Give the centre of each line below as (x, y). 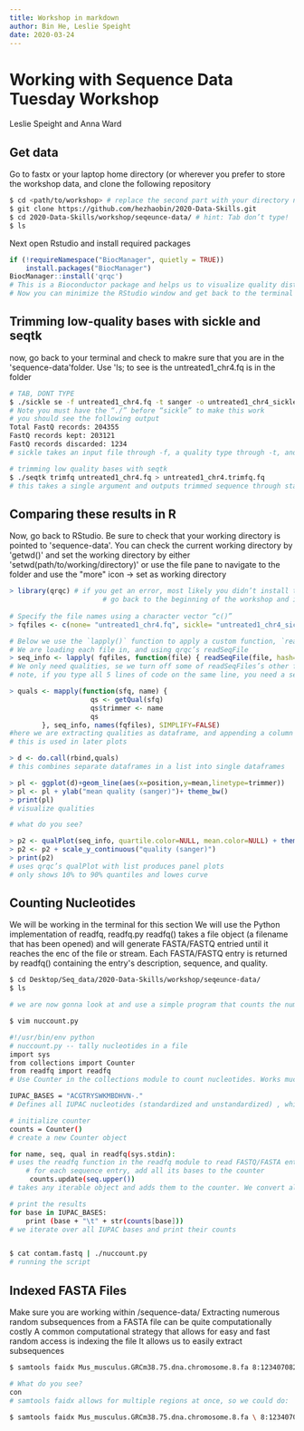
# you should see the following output (85, 419)
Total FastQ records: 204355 (64, 427)
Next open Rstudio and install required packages (100, 243)
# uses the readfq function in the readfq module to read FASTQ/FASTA (145, 1163)
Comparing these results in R (93, 514)
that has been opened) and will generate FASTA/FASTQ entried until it (139, 944)
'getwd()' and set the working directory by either (100, 555)
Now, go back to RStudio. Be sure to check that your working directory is (145, 536)
